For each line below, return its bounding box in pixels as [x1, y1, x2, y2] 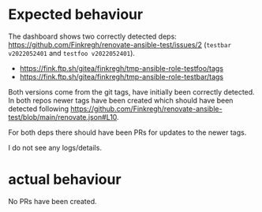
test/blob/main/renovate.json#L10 [8, 112, 118, 121]
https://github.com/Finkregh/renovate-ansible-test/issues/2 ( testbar [8, 39, 231, 49]
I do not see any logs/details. [8, 143, 103, 152]
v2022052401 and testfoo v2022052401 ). [8, 48, 136, 58]
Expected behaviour [8, 6, 144, 24]
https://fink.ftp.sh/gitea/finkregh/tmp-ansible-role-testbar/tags [19, 72, 223, 81]
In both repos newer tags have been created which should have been [8, 95, 234, 105]
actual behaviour [8, 171, 122, 188]
